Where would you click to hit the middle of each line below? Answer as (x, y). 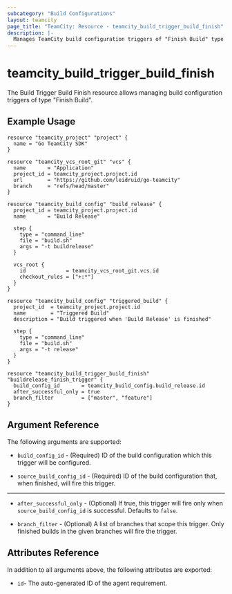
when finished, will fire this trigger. (66, 483)
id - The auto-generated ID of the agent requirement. (92, 583)
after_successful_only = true (57, 391)
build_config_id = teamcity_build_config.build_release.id (109, 386)
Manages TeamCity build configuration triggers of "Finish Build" (111, 39)
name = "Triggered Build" (61, 313)
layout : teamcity (32, 20)
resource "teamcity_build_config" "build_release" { (85, 204)
